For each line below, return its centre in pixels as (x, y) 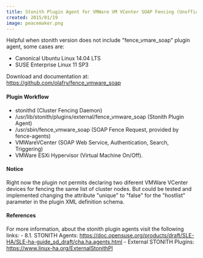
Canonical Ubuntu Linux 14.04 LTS (58, 59)
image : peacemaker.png (35, 23)
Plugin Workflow (28, 97)
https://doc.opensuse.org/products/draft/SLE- (137, 235)
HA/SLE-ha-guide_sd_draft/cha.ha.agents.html (64, 242)
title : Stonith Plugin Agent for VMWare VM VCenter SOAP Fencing (90, 12)
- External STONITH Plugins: (159, 242)
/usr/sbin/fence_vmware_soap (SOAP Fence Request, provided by (97, 129)
